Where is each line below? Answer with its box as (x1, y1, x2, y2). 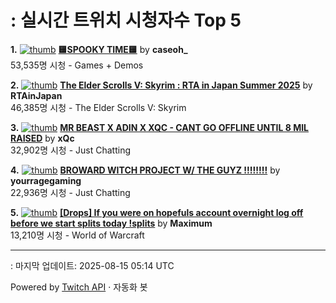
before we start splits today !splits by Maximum (10, 217, 213, 229)
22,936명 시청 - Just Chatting (10, 186, 131, 198)
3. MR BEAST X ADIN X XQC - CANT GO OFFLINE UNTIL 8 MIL (10, 121, 310, 133)
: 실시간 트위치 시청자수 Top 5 (10, 9, 242, 32)
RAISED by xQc (10, 132, 75, 144)
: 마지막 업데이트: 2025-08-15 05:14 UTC (10, 259, 175, 271)
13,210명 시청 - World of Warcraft (10, 229, 145, 241)
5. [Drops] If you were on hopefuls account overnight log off (10, 206, 304, 218)
